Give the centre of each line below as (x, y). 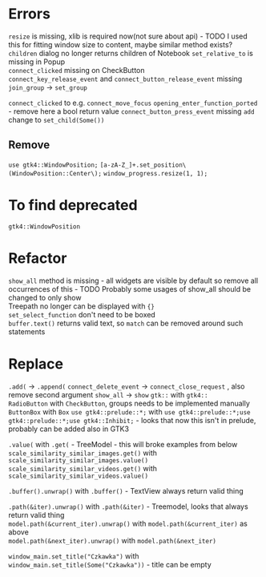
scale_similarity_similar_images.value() (79, 460)
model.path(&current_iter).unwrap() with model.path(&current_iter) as (128, 523)
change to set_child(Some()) (56, 119)
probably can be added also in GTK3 (69, 429)
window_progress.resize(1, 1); (156, 173)
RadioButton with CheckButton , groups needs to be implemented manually (129, 403)
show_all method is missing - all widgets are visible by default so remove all (133, 280)
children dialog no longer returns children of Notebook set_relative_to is (131, 53)
